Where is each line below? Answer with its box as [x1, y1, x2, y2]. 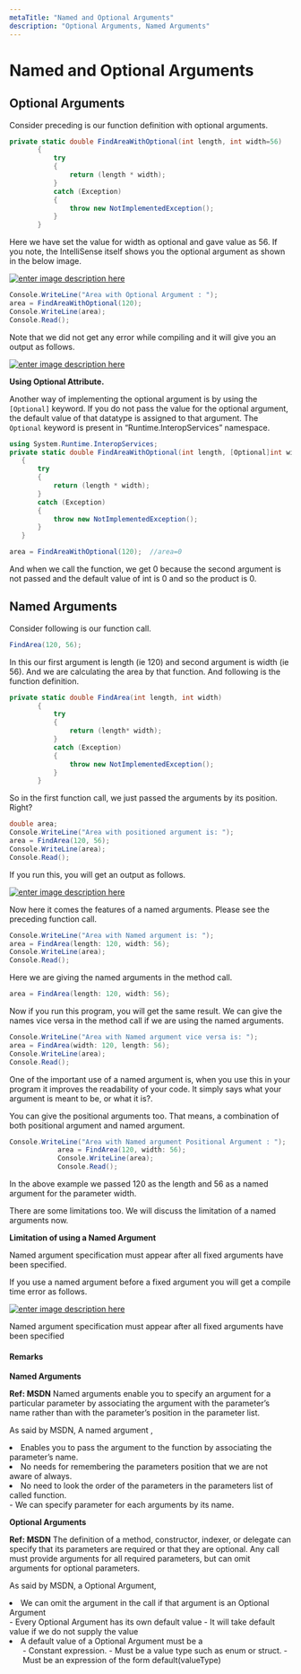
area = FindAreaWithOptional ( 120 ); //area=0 [9, 548, 182, 557]
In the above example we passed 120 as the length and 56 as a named [9, 1179, 269, 1189]
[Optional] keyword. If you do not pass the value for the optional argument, [9, 403, 288, 414]
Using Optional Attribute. [9, 376, 105, 387]
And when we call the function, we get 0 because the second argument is [9, 564, 282, 574]
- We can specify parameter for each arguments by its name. [9, 1500, 235, 1511]
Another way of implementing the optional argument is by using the [9, 393, 258, 404]
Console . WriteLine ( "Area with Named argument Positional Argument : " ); [9, 1137, 287, 1146]
